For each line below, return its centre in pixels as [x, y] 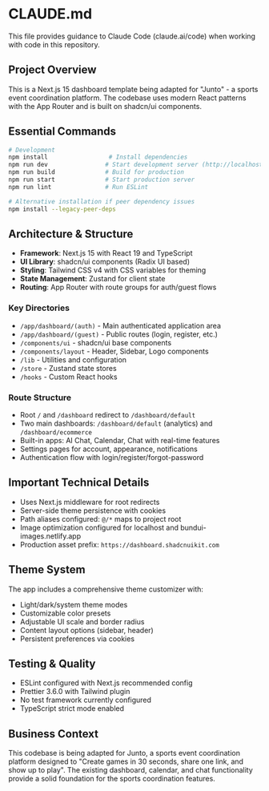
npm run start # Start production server [102, 180]
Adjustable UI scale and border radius [82, 621]
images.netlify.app [50, 536]
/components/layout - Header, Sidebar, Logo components [114, 351]
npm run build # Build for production [96, 172]
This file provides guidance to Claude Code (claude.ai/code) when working [132, 36]
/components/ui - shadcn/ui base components [96, 342]
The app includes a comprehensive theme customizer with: [106, 589]
